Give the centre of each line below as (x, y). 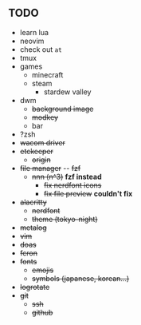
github (42, 312)
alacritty (33, 202)
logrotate (35, 287)
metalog (33, 228)
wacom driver (43, 142)
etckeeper (37, 151)
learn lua (34, 32)
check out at (41, 49)
